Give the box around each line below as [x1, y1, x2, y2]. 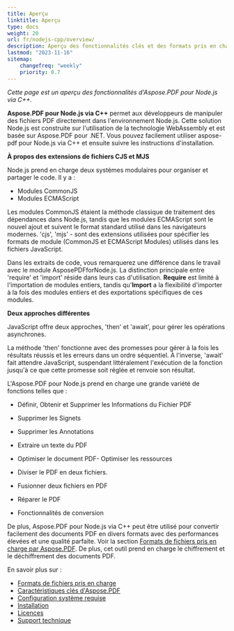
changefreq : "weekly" [19, 62, 82, 69]
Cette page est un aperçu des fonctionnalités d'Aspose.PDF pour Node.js [7, 88, 218, 96]
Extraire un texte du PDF [17, 441, 88, 449]
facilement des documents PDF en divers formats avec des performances [7, 529, 219, 538]
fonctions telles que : [7, 386, 68, 395]
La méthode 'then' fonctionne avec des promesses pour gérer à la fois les [7, 343, 219, 351]
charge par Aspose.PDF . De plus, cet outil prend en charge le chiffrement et [7, 544, 225, 553]
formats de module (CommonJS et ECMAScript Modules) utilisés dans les [7, 237, 219, 245]
